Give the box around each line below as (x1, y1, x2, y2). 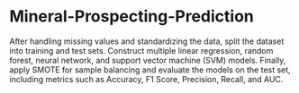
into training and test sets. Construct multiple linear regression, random (9, 45, 274, 55)
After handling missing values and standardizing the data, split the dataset (9, 36, 285, 46)
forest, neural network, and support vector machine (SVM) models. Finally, (9, 55, 286, 65)
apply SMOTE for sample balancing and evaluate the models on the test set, (9, 64, 291, 75)
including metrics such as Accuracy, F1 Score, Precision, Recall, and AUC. (9, 73, 284, 84)
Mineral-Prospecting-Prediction (9, 6, 255, 27)
